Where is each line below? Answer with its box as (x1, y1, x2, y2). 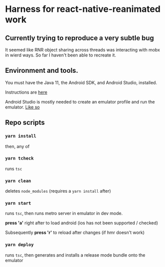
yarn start (5, 201, 31, 206)
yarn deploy (5, 242, 34, 248)
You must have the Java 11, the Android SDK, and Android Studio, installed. (5, 79, 157, 85)
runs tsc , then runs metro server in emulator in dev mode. (5, 211, 123, 216)
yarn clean (5, 178, 31, 184)
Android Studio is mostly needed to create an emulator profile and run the (5, 99, 155, 105)
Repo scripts (5, 118, 45, 127)
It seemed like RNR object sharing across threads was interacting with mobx (5, 47, 161, 53)
